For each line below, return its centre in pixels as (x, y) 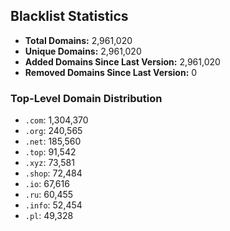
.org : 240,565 (53, 131)
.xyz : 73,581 (49, 163)
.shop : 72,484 (53, 173)
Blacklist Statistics (69, 16)
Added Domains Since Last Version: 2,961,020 (122, 61)
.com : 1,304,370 (56, 120)
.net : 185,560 (53, 141)
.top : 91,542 (50, 152)
